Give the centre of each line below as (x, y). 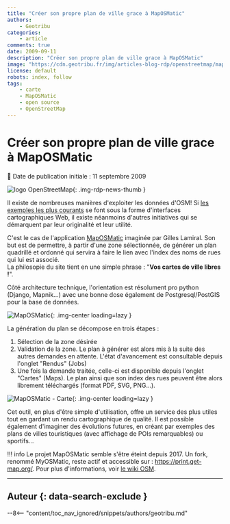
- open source (39, 103)
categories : (24, 32)
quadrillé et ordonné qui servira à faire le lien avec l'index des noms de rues (114, 252)
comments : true (29, 45)
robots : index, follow (39, 77)
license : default (32, 70)
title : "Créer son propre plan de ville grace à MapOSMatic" (96, 13)
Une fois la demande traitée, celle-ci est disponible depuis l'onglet (110, 371)
